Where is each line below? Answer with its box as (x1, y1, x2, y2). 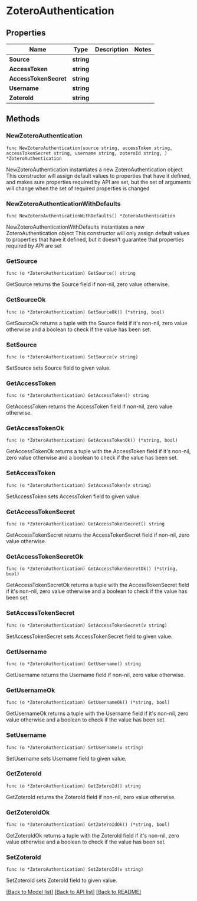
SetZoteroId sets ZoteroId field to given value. (6, 877, 117, 884)
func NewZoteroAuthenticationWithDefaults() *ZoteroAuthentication (6, 213, 176, 219)
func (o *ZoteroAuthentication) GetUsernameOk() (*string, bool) (6, 700, 170, 706)
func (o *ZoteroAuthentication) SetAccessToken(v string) (6, 482, 152, 488)
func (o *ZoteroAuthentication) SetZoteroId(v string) (6, 867, 144, 873)
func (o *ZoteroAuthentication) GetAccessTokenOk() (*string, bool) (6, 437, 178, 444)
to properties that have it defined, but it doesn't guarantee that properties (6, 236, 185, 243)
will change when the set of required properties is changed (6, 185, 150, 192)
